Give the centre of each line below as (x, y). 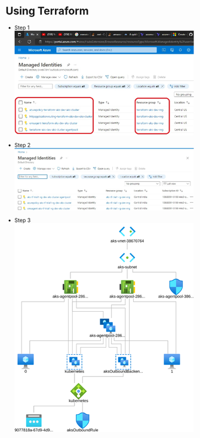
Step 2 (22, 145)
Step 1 (22, 28)
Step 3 (22, 220)
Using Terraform (47, 11)
